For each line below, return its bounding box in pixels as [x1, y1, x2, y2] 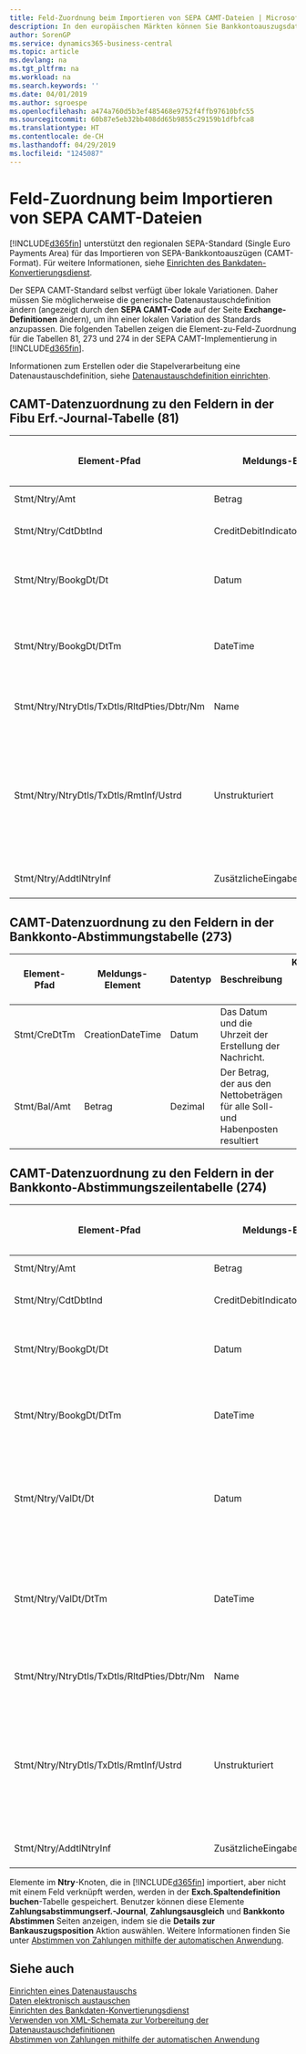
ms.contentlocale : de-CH [9, 132, 104, 141]
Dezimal [169, 1100, 205, 1113]
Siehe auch [9, 1961, 75, 1977]
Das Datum [219, 1006, 268, 1018]
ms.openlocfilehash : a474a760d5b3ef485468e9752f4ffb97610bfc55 [9, 107, 255, 116]
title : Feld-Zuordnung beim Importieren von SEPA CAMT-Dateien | [9, 13, 262, 23]
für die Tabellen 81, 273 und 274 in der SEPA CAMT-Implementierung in [9, 333, 278, 344]
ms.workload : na [9, 73, 71, 82]
